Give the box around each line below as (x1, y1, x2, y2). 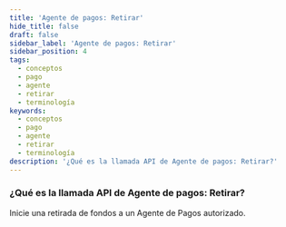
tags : (9, 55, 30, 64)
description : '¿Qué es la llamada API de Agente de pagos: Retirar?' (9, 156, 279, 166)
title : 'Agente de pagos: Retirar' (9, 13, 144, 23)
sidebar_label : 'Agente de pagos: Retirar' (9, 38, 177, 48)
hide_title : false (9, 22, 79, 31)
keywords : (9, 106, 47, 115)
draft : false (9, 30, 59, 39)
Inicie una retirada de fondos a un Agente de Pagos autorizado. (9, 207, 246, 218)
